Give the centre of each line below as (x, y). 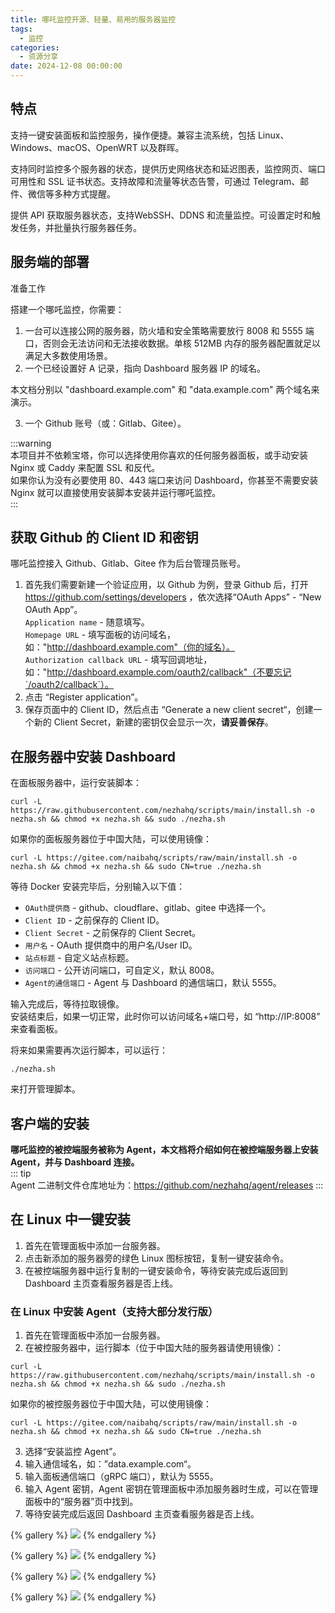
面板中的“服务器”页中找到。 (81, 1502)
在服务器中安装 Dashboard (93, 756)
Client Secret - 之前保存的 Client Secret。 (113, 933)
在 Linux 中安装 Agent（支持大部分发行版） (114, 1311)
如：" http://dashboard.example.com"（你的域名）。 (130, 647)
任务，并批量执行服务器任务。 (80, 227)
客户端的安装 (50, 1123)
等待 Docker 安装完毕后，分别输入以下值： (98, 887)
